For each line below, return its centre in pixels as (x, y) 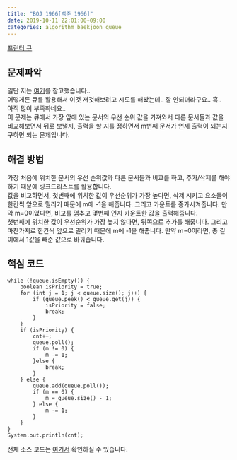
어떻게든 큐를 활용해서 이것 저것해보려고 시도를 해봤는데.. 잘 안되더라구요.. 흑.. (115, 100)
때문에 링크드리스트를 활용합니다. (66, 187)
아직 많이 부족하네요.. (36, 108)
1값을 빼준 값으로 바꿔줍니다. (65, 240)
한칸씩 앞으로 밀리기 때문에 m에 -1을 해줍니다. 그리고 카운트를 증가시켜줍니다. (114, 204)
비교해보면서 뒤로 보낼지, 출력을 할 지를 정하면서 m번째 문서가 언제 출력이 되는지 (117, 126)
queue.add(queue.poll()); (71, 386)
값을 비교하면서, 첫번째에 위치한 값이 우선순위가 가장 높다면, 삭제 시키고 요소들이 (118, 195)
